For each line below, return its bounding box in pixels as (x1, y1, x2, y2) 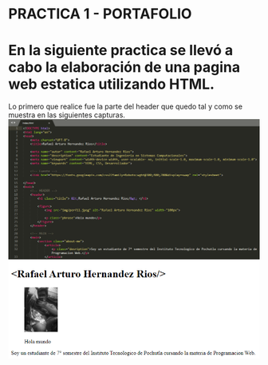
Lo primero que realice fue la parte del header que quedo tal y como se (8, 101, 243, 112)
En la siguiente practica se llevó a (8, 42, 234, 60)
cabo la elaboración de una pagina (8, 58, 241, 77)
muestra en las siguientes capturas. (8, 110, 126, 120)
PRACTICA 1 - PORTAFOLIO (8, 5, 192, 23)
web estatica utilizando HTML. (8, 75, 215, 93)
